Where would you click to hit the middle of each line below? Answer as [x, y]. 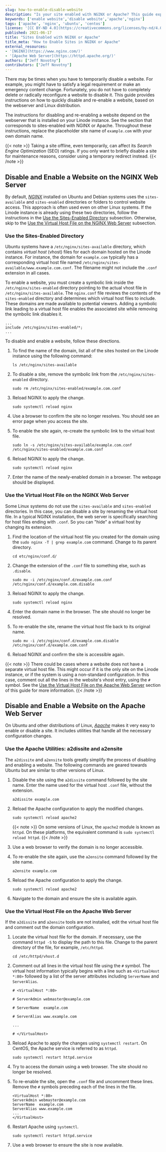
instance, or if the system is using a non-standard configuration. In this [77, 674]
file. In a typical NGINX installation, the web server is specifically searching [81, 516]
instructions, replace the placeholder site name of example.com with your [79, 131]
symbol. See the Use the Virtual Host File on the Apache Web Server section [83, 685]
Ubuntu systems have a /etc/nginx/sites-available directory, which [75, 247]
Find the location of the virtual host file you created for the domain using [86, 537]
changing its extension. [29, 527]
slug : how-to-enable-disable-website [44, 10]
